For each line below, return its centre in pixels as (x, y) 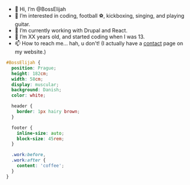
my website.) (30, 52)
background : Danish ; (36, 90)
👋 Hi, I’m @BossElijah (40, 9)
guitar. (22, 24)
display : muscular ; (35, 85)
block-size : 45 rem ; (41, 138)
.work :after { (29, 160)
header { (22, 106)
